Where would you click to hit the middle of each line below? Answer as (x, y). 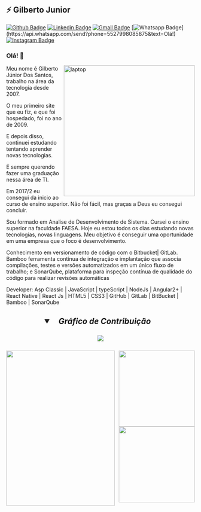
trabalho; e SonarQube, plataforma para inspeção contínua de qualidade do (99, 272)
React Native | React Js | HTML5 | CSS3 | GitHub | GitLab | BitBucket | (92, 296)
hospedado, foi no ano (34, 118)
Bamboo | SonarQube (33, 302)
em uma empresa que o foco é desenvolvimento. (66, 241)
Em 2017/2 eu (23, 191)
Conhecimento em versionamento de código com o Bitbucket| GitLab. (92, 252)
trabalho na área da (30, 81)
